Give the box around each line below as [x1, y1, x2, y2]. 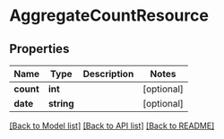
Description [82, 68, 134, 80]
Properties [9, 41, 70, 56]
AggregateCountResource [9, 5, 209, 26]
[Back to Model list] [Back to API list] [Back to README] [9, 120, 215, 131]
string [47, 98, 74, 109]
